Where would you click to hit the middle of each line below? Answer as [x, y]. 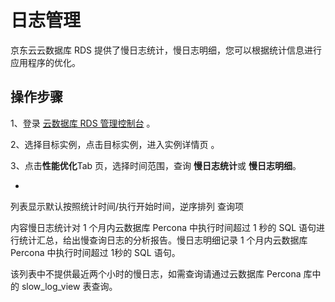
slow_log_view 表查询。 [69, 286]
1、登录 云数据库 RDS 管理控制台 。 [83, 123]
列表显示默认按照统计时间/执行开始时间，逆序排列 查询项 [127, 206]
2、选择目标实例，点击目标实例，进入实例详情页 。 [115, 144]
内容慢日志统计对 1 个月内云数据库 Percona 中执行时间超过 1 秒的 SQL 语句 [163, 227]
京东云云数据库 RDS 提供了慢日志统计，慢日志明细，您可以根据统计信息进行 [166, 50]
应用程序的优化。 [45, 62]
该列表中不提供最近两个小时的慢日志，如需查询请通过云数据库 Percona [156, 273]
